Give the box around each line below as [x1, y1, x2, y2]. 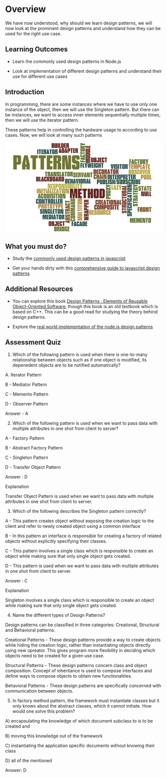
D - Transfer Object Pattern [5, 464, 61, 470]
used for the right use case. [5, 30, 62, 36]
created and [5, 723, 30, 729]
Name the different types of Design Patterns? [12, 612, 105, 618]
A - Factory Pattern [5, 435, 45, 441]
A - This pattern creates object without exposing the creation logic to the [5, 518, 154, 524]
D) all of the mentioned [5, 758, 52, 764]
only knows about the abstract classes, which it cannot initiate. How [12, 703, 152, 709]
